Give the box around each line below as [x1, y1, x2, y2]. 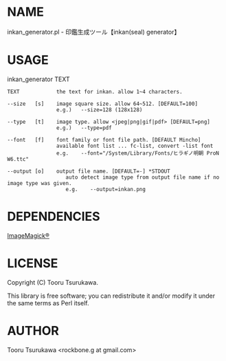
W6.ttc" [7, 155, 30, 162]
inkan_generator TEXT [7, 75, 70, 83]
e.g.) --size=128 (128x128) [56, 106, 143, 113]
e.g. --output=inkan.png [65, 186, 146, 193]
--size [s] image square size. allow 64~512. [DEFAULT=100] [7, 100, 198, 107]
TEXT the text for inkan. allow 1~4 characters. [7, 88, 183, 95]
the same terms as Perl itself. [7, 298, 89, 307]
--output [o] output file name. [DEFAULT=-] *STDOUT [7, 168, 170, 175]
